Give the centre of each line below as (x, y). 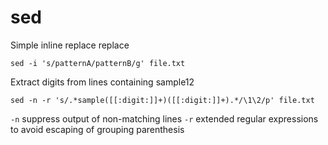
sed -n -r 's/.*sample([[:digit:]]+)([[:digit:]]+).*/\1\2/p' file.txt (162, 100)
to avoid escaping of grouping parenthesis (97, 129)
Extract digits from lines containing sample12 (102, 82)
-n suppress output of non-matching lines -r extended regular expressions (164, 118)
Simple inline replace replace (70, 45)
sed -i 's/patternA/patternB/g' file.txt (98, 63)
